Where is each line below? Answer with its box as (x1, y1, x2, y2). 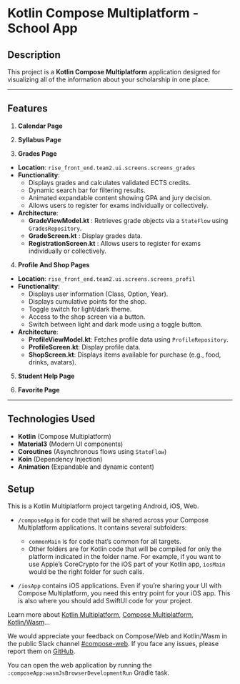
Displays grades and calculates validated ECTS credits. (28, 178, 191, 187)
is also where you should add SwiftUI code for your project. (17, 597, 193, 605)
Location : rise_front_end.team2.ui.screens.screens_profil (17, 274, 196, 283)
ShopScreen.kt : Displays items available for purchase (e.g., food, (28, 350, 221, 359)
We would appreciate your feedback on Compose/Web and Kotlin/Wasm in (7, 632, 227, 640)
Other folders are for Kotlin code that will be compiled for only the (28, 545, 222, 553)
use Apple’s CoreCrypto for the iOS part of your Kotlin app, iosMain (28, 560, 226, 569)
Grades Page (17, 149, 57, 158)
